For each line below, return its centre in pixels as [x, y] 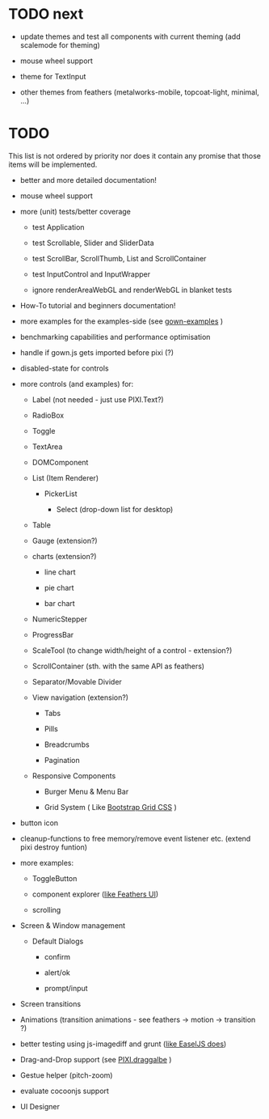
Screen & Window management [73, 925]
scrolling [46, 909]
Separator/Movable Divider [77, 681]
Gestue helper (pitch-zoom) [66, 1075]
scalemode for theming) [60, 45]
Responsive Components [74, 776]
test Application [58, 227]
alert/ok [57, 973]
